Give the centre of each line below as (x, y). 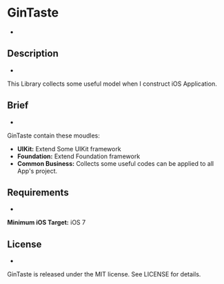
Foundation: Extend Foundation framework (79, 156)
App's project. (37, 171)
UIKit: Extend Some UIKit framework (69, 149)
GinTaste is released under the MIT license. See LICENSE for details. (104, 274)
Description (33, 54)
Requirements (38, 192)
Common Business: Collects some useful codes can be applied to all (115, 163)
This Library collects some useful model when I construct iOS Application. (112, 84)
